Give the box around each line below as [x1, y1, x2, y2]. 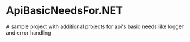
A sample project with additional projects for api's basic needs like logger [6, 23, 184, 30]
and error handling [6, 29, 51, 36]
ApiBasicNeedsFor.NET [6, 4, 124, 17]
